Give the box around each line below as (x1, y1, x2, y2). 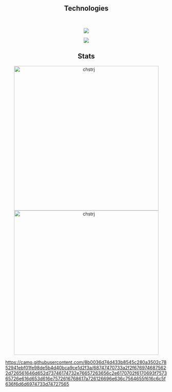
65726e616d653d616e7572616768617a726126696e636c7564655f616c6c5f (5, 375, 166, 382)
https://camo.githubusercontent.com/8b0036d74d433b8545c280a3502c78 (5, 359, 167, 365)
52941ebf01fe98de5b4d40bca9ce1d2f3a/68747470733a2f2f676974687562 (5, 364, 166, 370)
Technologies (64, 4, 109, 13)
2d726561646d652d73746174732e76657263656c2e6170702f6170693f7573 (5, 370, 167, 376)
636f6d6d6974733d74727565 (5, 381, 69, 387)
